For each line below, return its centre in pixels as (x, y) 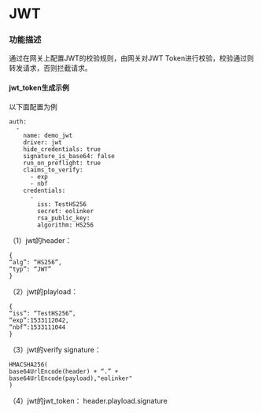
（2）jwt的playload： (43, 291)
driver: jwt (42, 142)
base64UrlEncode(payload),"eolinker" (71, 378)
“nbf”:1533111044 (37, 327)
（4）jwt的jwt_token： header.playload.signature (88, 400)
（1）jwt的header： (41, 240)
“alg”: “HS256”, (35, 262)
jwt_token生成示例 (39, 88)
